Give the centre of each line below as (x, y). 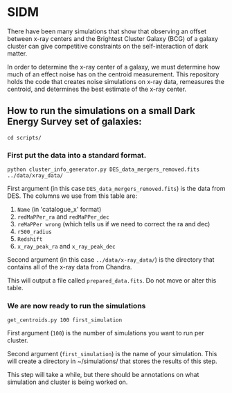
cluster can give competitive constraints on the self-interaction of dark (108, 46)
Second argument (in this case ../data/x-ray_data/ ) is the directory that (111, 260)
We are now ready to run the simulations (77, 306)
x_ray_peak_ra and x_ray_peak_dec (66, 246)
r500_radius (34, 232)
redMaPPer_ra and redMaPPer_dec (63, 217)
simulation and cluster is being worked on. (68, 382)
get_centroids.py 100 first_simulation (65, 320)
